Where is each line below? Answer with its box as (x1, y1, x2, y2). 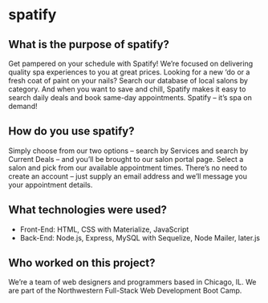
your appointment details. (8, 180, 93, 189)
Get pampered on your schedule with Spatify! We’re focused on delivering (8, 59, 254, 68)
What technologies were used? (8, 203, 167, 217)
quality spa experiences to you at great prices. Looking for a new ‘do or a (8, 67, 250, 77)
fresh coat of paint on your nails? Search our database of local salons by (8, 76, 249, 85)
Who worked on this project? (8, 257, 156, 270)
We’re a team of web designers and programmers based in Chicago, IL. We (8, 277, 257, 287)
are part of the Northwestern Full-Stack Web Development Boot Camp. (8, 286, 242, 296)
